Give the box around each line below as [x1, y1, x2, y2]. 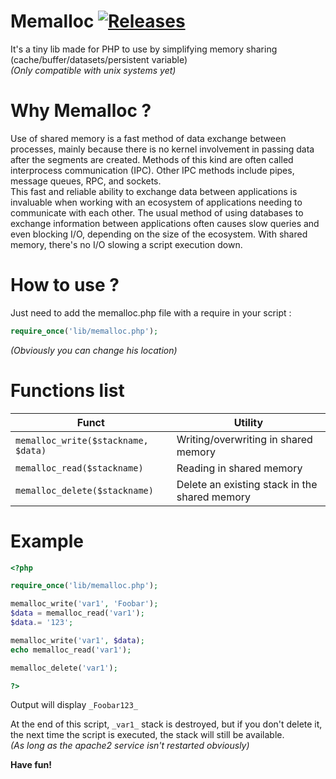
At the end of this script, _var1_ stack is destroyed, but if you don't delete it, [10, 718, 323, 730]
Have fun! [10, 759, 52, 771]
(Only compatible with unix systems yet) [10, 64, 177, 76]
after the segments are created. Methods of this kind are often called [10, 153, 294, 165]
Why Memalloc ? [10, 100, 152, 122]
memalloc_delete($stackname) [15, 485, 154, 496]
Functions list [10, 379, 125, 402]
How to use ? [10, 274, 120, 297]
